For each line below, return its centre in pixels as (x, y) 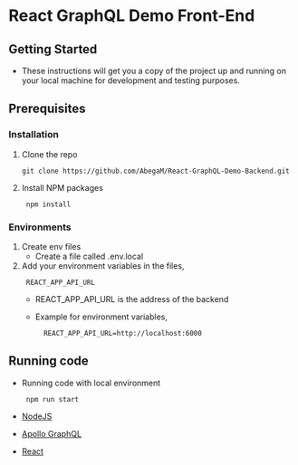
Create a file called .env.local (89, 256)
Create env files (51, 246)
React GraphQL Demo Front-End (132, 16)
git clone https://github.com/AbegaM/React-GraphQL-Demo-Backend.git (156, 171)
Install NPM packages (62, 187)
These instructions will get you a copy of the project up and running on (154, 71)
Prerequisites (47, 109)
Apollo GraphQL (52, 433)
